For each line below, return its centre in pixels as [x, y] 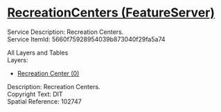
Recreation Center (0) [48, 73]
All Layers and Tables [38, 53]
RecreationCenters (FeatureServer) [111, 13]
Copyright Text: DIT [35, 94]
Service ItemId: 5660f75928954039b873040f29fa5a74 [86, 39]
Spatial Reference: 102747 [44, 101]
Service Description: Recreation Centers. [65, 32]
